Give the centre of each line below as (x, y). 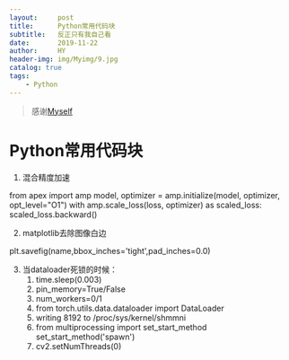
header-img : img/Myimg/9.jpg (64, 59)
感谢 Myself (52, 111)
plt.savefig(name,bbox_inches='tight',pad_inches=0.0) (110, 250)
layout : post (42, 18)
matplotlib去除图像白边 (64, 233)
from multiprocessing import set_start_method (121, 327)
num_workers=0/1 (69, 298)
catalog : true (36, 68)
